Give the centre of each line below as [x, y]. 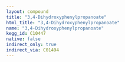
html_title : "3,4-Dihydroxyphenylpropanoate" [63, 22]
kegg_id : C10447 [26, 34]
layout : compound [27, 12]
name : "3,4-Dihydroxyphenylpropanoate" [55, 28]
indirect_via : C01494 [33, 50]
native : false [24, 39]
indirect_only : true [32, 45]
